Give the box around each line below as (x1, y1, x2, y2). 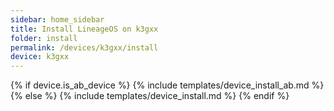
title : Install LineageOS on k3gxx (10, 24, 159, 34)
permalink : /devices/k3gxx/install (10, 42, 159, 53)
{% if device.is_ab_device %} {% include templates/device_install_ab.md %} (10, 79, 325, 91)
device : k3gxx (10, 52, 70, 62)
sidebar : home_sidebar (10, 14, 105, 25)
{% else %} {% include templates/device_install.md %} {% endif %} (10, 90, 290, 102)
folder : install (10, 33, 78, 43)
